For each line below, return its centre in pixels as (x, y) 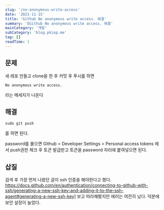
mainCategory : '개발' (26, 28)
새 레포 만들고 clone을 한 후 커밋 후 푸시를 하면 (50, 76)
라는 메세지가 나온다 (24, 95)
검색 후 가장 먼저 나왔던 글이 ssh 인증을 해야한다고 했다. (58, 180)
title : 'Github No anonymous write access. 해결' (56, 19)
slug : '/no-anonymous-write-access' (42, 10)
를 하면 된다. (17, 133)
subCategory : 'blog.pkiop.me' (36, 33)
